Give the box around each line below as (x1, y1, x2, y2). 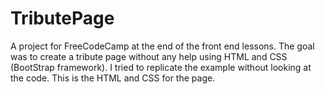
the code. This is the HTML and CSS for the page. (10, 72, 216, 84)
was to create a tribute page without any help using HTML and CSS (10, 50, 288, 62)
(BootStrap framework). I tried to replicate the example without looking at (10, 61, 312, 73)
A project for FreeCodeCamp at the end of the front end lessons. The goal (10, 40, 315, 52)
